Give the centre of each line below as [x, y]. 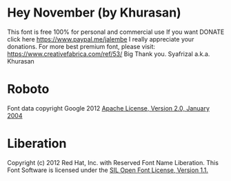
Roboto [28, 89]
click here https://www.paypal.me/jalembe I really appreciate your [101, 39]
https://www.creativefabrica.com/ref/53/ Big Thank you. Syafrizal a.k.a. [109, 54]
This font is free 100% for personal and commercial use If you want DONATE [116, 32]
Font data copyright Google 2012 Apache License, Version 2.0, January [109, 108]
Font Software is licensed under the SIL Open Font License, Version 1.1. [108, 170]
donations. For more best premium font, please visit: [81, 46]
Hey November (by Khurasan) [94, 13]
